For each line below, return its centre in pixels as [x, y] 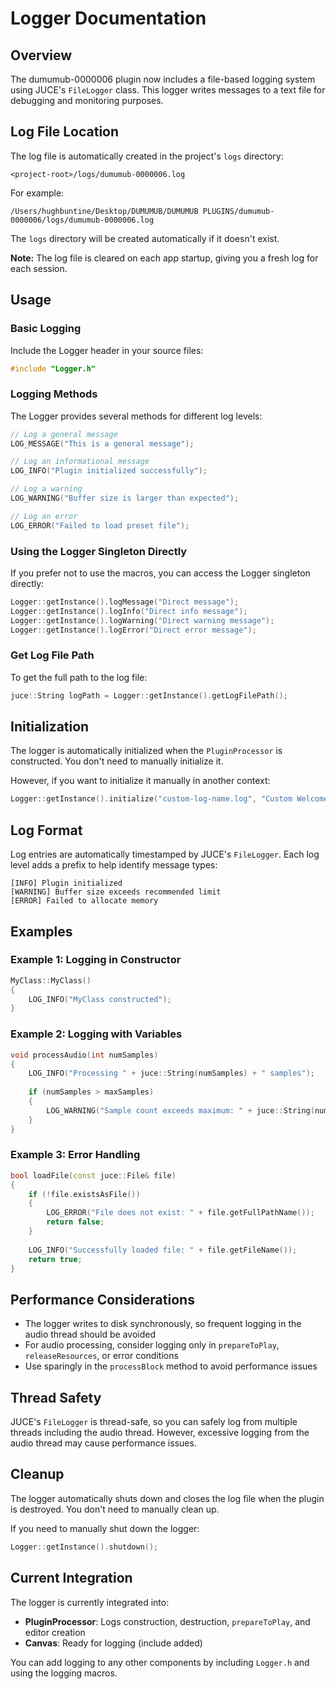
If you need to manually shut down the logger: [105, 1528]
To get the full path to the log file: [79, 677]
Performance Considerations [102, 1299]
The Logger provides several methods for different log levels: [136, 416]
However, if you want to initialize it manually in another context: [140, 781]
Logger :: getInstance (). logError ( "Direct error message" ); [133, 630]
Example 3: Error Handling [75, 1155]
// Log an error [44, 516]
